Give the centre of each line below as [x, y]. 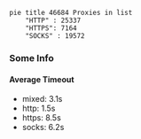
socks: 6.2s [43, 127]
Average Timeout [42, 79]
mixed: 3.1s [42, 99]
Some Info [32, 58]
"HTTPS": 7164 [51, 28]
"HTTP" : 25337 [53, 20]
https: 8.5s [42, 118]
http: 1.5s [39, 108]
